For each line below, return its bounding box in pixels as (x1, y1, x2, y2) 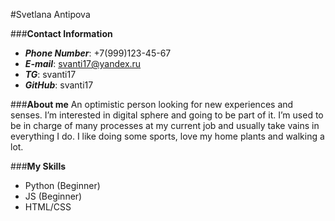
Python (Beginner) (24, 180, 101, 191)
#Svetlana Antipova (10, 9, 91, 20)
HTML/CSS (24, 201, 72, 213)
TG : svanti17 (24, 69, 77, 80)
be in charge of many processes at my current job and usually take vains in (10, 120, 320, 131)
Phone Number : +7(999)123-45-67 (24, 47, 172, 59)
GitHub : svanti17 (24, 79, 94, 91)
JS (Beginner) (24, 190, 83, 202)
